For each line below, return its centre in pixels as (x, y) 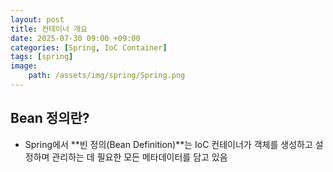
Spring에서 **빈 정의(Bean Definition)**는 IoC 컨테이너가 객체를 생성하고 (168, 144)
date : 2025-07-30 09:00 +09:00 (75, 38)
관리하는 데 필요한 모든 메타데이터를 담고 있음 (139, 157)
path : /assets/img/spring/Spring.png (107, 76)
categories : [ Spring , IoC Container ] (89, 47)
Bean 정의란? (50, 118)
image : (24, 66)
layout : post (37, 19)
